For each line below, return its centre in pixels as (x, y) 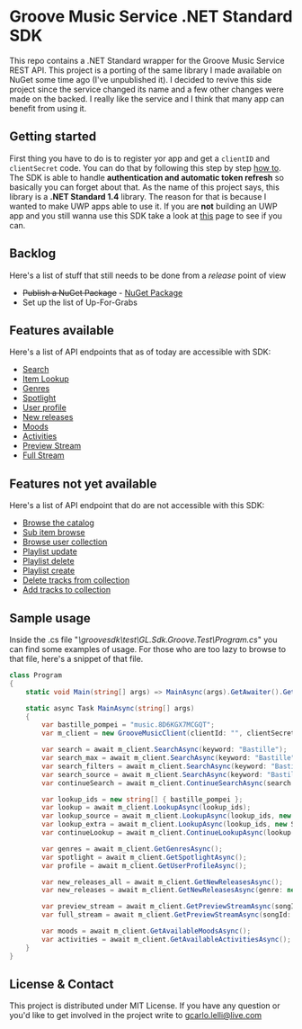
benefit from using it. (48, 108)
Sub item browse (53, 532)
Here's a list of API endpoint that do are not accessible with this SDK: (137, 506)
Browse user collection (65, 542)
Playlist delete (48, 561)
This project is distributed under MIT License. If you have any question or (145, 1006)
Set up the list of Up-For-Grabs (80, 302)
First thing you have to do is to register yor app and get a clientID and (140, 158)
